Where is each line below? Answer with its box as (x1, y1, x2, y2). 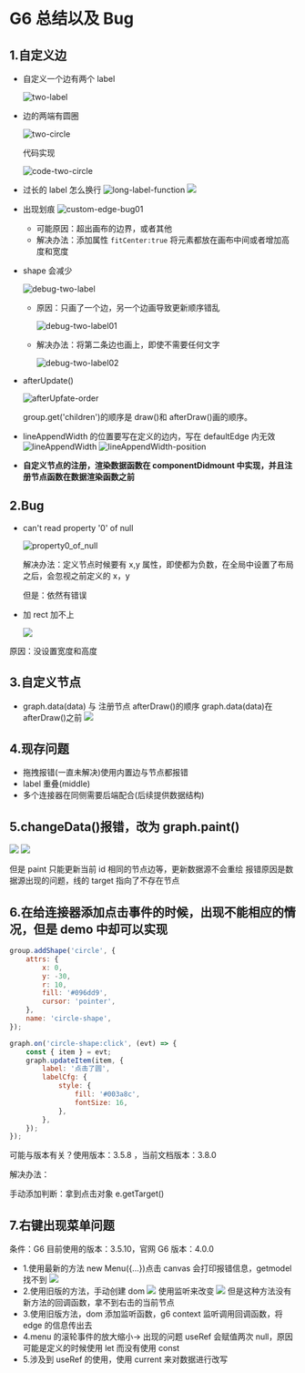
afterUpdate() (22, 375, 75, 385)
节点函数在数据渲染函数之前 (30, 471, 135, 482)
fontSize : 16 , (74, 1098, 128, 1107)
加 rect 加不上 (22, 609, 75, 620)
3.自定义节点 (9, 675, 82, 691)
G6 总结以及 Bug (9, 8, 135, 29)
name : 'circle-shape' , (25, 1014, 112, 1023)
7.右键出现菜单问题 (9, 1217, 116, 1233)
